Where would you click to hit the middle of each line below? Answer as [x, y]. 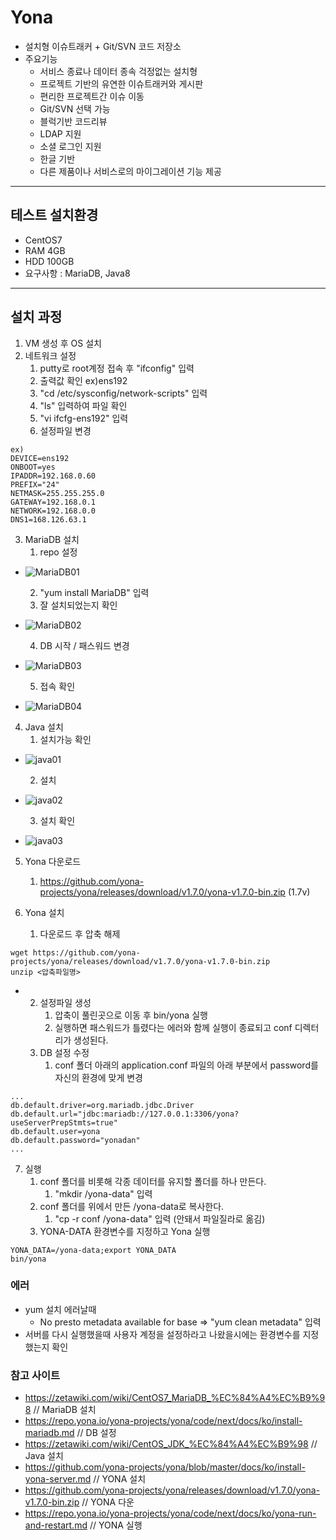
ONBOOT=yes [33, 467]
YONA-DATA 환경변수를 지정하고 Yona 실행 [125, 1231]
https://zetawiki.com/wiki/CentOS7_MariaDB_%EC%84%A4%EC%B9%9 [175, 1398]
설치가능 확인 [65, 739]
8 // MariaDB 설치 [60, 1410]
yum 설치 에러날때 [60, 1309]
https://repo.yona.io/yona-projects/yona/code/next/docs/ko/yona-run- [170, 1513]
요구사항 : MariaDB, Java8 [77, 273]
